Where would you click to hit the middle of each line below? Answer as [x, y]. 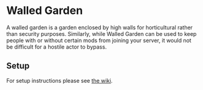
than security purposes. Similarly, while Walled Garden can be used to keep [102, 33]
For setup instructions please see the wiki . [60, 80]
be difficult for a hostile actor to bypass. [57, 47]
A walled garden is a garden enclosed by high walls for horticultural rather [100, 27]
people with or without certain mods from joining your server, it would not [99, 40]
